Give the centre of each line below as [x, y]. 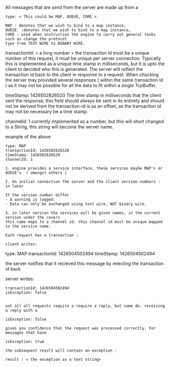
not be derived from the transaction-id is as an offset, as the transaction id [83, 106]
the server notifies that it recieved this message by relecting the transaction [84, 264]
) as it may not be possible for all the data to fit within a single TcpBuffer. [81, 85]
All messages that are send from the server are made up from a [72, 7]
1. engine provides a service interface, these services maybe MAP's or [84, 168]
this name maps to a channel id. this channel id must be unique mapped [84, 222]
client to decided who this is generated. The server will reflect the [74, 69]
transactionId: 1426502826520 [37, 150]
